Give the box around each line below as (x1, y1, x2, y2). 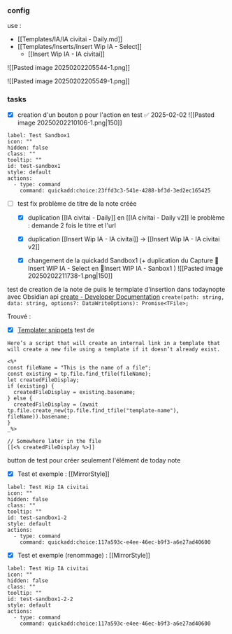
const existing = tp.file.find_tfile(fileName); (7, 370, 152, 377)
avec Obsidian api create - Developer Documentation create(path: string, (7, 293, 225, 301)
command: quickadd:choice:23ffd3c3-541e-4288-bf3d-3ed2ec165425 (20, 187, 211, 194)
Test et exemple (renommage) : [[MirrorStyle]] (17, 551, 150, 560)
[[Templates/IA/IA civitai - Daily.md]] (17, 35, 123, 43)
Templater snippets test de (17, 325, 95, 334)
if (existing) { (7, 382, 55, 390)
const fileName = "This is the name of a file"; (7, 364, 152, 371)
